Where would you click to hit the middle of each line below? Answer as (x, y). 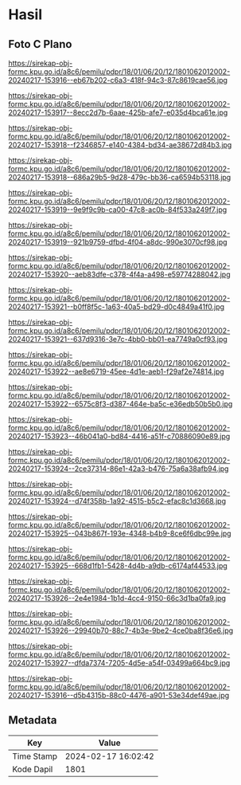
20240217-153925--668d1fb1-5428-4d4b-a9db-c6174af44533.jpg (118, 566)
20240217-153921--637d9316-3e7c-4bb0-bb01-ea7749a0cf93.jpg (118, 339)
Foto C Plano (40, 44)
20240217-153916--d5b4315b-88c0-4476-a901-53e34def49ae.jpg (119, 695)
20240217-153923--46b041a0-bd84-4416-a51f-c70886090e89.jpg (119, 436)
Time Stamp (35, 756)
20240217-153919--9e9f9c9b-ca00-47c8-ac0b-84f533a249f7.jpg (118, 210)
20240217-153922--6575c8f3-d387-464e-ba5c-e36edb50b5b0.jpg (120, 404)
